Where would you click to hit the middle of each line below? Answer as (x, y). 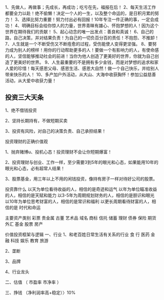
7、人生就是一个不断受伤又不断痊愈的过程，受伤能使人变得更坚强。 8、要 (79, 44)
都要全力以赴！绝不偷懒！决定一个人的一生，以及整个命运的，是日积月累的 (80, 13)
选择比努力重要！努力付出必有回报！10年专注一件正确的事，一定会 (88, 19)
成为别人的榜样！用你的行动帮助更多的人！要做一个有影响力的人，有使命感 (84, 50)
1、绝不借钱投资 (21, 110)
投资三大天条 (24, 98)
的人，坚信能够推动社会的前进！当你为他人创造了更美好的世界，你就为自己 (80, 56)
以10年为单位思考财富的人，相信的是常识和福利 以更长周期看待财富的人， (79, 201)
